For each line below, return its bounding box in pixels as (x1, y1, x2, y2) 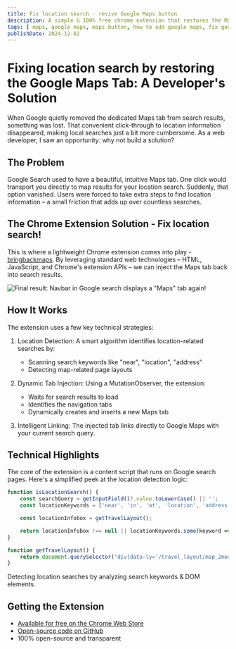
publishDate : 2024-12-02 (7, 30, 80, 37)
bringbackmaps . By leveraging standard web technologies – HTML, (7, 255, 202, 264)
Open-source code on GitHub (17, 626, 104, 635)
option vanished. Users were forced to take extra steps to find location (7, 190, 211, 198)
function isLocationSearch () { (7, 489, 99, 496)
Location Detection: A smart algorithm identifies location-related (17, 336, 204, 345)
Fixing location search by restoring (7, 61, 215, 76)
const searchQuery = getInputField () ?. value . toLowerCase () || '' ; (20, 495, 218, 502)
